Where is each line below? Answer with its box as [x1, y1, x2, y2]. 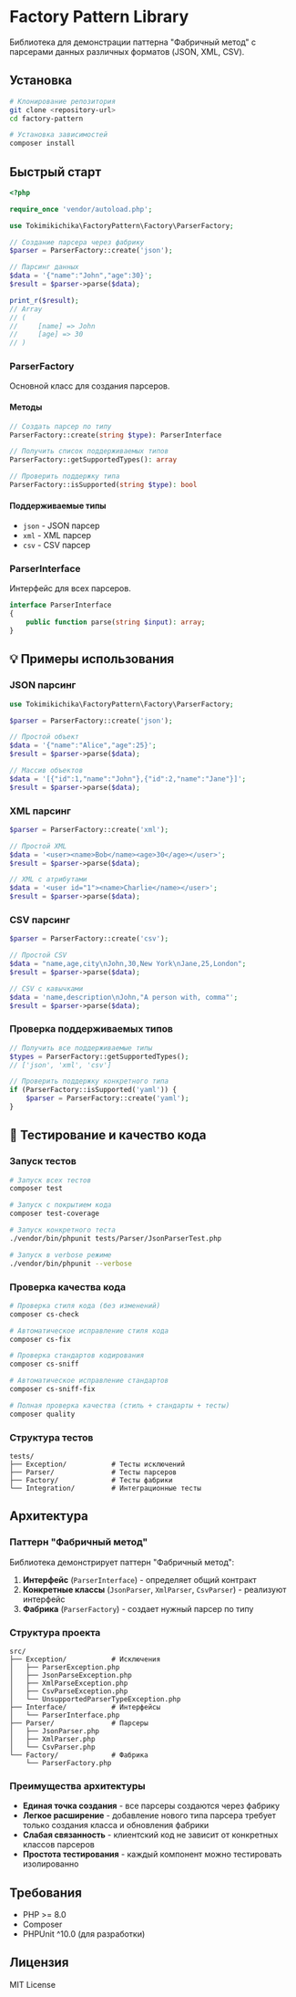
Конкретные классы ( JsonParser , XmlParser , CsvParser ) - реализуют [22, 1584, 287, 1595]
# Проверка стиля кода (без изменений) [9, 1301, 161, 1310]
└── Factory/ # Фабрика [9, 1750, 148, 1760]
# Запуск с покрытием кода [9, 1201, 112, 1210]
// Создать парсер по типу [9, 421, 112, 431]
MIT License [9, 1979, 56, 1990]
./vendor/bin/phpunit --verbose [9, 1259, 132, 1268]
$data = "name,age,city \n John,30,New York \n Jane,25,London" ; [9, 960, 247, 969]
